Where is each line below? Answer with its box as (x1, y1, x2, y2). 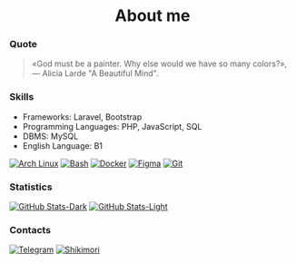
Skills (9, 91, 35, 103)
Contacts (9, 224, 52, 236)
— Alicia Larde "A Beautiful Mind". (31, 68, 159, 79)
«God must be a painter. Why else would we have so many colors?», (31, 58, 288, 69)
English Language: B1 (22, 140, 103, 151)
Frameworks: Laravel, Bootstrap (22, 111, 143, 122)
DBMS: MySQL (22, 131, 79, 142)
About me (114, 5, 191, 26)
